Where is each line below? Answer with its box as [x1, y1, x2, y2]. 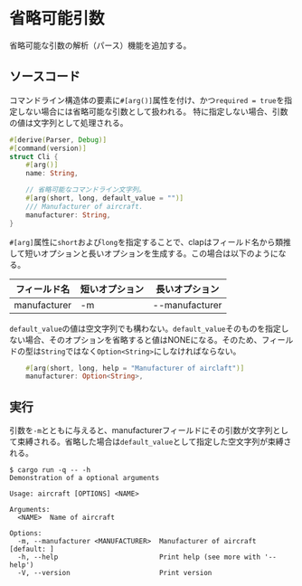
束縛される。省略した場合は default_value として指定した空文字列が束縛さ [16, 436, 292, 448]
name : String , [25, 169, 79, 178]
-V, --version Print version [17, 569, 212, 578]
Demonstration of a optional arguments [9, 474, 160, 483]
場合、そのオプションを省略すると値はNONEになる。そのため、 [24, 334, 262, 345]
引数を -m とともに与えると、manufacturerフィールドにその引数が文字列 [9, 425, 273, 436]
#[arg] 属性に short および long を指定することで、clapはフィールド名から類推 [9, 236, 291, 247]
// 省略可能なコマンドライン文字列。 [25, 185, 146, 194]
